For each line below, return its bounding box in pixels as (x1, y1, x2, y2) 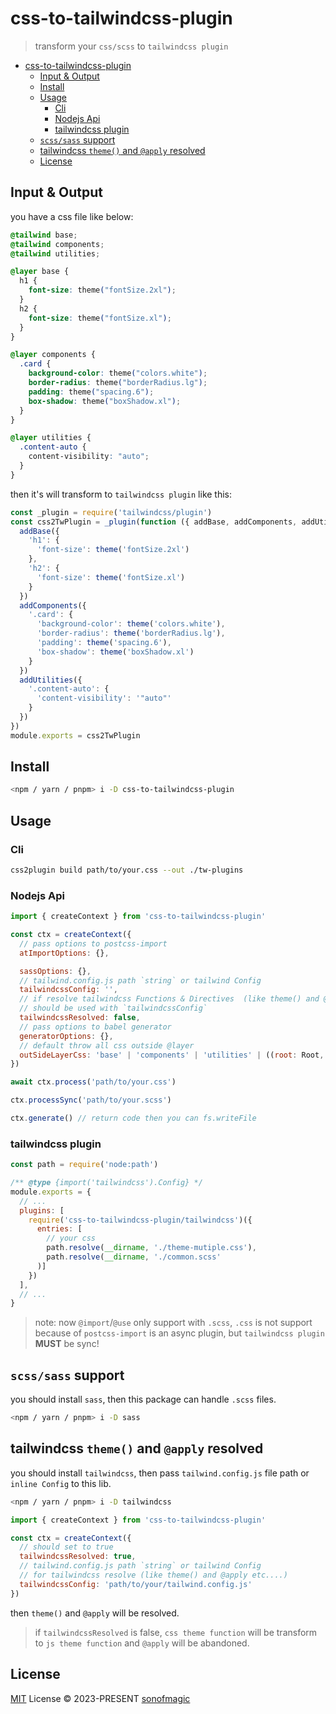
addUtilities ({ (19, 675, 83, 685)
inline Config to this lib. (10, 1477, 112, 1489)
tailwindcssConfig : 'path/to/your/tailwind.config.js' (19, 1579, 253, 1589)
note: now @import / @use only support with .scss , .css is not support (34, 1317, 313, 1329)
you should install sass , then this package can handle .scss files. (10, 1393, 277, 1406)
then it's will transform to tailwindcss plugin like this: (10, 488, 233, 500)
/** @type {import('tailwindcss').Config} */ (10, 1178, 203, 1188)
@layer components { (10, 350, 97, 360)
